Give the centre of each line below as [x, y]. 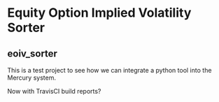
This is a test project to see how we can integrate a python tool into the [109, 70]
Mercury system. [31, 78]
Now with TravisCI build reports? [54, 91]
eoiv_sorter [33, 53]
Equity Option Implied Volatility [99, 13]
